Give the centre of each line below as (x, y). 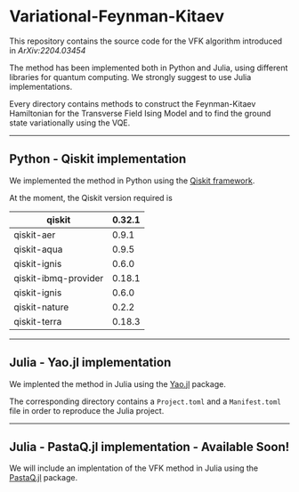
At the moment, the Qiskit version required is (91, 198)
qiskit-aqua (38, 249)
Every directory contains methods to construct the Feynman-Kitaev (133, 103)
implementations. (41, 86)
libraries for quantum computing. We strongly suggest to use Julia (130, 77)
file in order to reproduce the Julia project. (87, 410)
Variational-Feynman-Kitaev (117, 16)
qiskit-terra (38, 321)
